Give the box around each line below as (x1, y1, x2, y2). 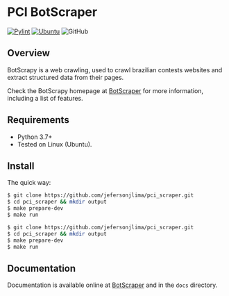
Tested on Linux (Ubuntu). (17, 140, 92, 148)
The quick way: (7, 179, 51, 187)
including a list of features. (7, 94, 83, 102)
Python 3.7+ (17, 133, 53, 141)
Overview (7, 47, 51, 59)
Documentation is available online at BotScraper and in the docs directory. (7, 281, 218, 289)
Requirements (7, 114, 69, 126)
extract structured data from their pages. (7, 73, 124, 81)
